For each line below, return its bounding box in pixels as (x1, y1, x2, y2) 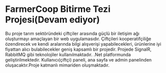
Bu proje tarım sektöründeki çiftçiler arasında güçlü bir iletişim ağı (5, 30, 140, 36)
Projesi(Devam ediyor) (5, 14, 100, 25)
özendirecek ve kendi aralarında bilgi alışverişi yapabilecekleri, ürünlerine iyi (5, 41, 162, 47)
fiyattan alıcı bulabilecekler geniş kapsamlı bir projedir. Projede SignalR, (5, 46, 152, 52)
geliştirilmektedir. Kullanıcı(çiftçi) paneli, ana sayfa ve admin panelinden (5, 57, 152, 63)
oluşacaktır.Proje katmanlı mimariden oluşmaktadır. (5, 62, 110, 68)
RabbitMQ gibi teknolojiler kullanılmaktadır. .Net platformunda (5, 51, 131, 58)
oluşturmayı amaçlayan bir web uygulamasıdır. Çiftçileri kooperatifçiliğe (5, 36, 152, 42)
